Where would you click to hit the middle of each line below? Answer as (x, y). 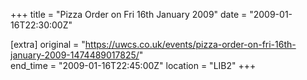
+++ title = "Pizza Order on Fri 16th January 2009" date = (129, 14)
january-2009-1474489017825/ (75, 55)
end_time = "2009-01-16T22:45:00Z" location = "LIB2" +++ (133, 65)
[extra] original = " (48, 44)
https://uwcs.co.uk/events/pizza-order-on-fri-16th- (190, 44)
